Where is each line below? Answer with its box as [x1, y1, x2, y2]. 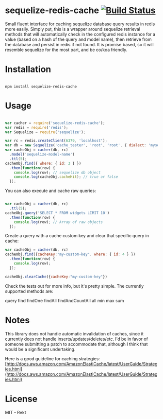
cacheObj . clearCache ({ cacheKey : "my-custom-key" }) [5, 274, 108, 279]
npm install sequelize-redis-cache [5, 84, 77, 89]
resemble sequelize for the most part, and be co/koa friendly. [5, 47, 128, 52]
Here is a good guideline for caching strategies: [5, 355, 100, 362]
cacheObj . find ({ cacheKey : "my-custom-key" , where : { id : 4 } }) [5, 252, 136, 257]
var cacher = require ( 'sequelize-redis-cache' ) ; [5, 121, 105, 125]
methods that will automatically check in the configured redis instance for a [5, 31, 156, 37]
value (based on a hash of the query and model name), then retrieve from [5, 36, 152, 42]
